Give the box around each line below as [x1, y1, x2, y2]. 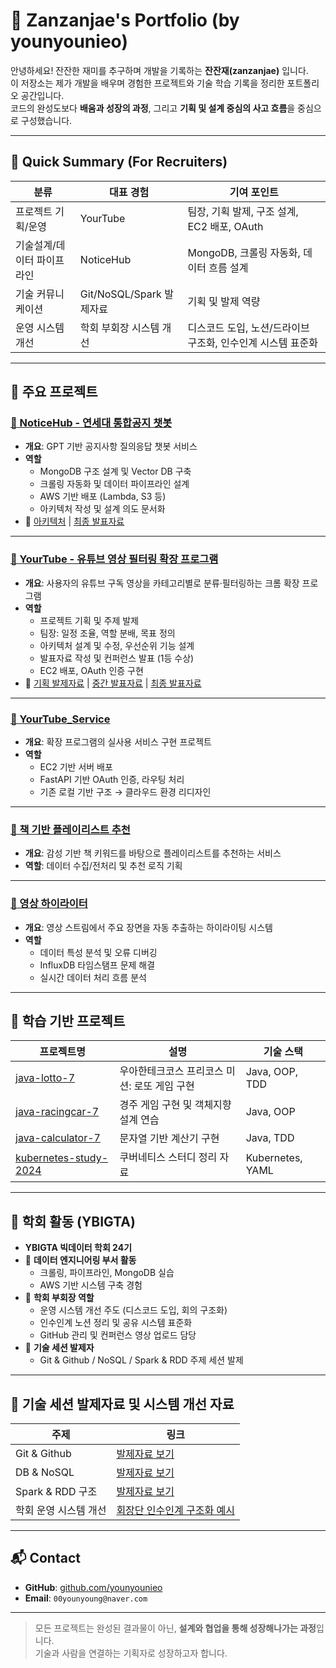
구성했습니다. [20, 114, 73, 126]
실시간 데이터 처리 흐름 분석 [39, 971, 147, 983]
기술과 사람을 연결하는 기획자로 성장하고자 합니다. [34, 1647, 228, 1659]
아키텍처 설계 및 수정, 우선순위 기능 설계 [39, 639, 195, 651]
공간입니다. [20, 89, 65, 101]
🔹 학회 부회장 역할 [24, 1292, 95, 1304]
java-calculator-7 [15, 1131, 101, 1145]
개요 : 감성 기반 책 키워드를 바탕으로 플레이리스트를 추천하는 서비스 [24, 847, 282, 859]
